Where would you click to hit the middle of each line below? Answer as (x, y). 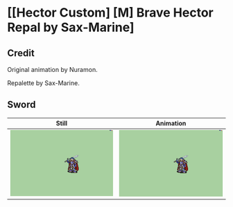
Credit (21, 53)
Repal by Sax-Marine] (71, 27)
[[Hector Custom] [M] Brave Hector (110, 13)
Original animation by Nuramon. (53, 70)
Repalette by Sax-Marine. (43, 83)
